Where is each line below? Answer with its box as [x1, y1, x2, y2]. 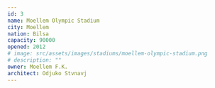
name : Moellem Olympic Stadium [7, 17, 100, 24]
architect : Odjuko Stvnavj [7, 70, 87, 77]
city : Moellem [7, 23, 50, 31]
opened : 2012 [7, 43, 46, 50]
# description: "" [7, 57, 62, 64]
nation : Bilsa [7, 30, 50, 38]
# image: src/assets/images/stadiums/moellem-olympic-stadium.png [7, 50, 208, 57]
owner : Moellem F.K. [7, 63, 69, 70]
